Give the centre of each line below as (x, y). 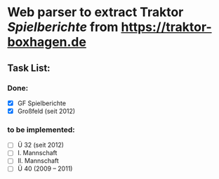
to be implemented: (41, 129)
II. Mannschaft (38, 161)
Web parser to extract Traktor (95, 12)
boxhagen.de (47, 42)
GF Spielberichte (42, 103)
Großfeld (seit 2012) (46, 111)
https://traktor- (166, 27)
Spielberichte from (63, 27)
